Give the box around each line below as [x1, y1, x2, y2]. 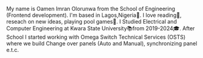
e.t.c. [6, 47, 19, 53]
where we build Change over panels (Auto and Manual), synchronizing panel [6, 40, 198, 47]
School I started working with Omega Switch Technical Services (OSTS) [6, 33, 186, 40]
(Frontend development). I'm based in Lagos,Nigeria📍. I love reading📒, [6, 11, 182, 19]
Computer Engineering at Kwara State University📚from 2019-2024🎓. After [6, 25, 195, 32]
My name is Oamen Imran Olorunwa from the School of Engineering [6, 5, 176, 12]
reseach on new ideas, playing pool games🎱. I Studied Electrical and [6, 18, 177, 25]
